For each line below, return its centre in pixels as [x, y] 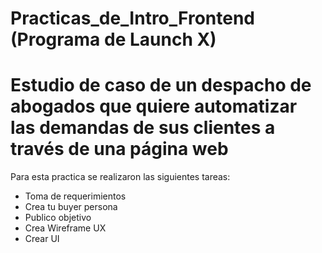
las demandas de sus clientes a [143, 128]
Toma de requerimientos [75, 196]
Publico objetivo [58, 218]
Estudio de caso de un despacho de [161, 85]
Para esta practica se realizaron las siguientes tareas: [120, 177]
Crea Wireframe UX [65, 228]
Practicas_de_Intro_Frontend [133, 18]
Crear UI [42, 239]
